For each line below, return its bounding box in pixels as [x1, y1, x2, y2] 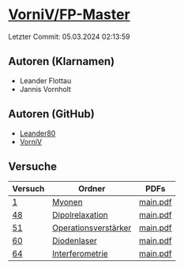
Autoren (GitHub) [8, 107, 95, 121]
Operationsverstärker [52, 222, 132, 233]
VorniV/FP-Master [8, 6, 130, 24]
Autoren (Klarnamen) [8, 55, 115, 68]
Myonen [52, 197, 83, 208]
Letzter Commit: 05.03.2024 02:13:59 [8, 32, 130, 41]
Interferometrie [52, 248, 108, 259]
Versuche [8, 159, 58, 173]
